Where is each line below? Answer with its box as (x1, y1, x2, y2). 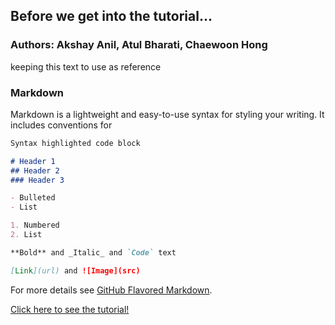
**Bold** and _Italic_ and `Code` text (10, 247, 177, 258)
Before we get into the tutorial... (10, 8, 213, 25)
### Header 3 (10, 175, 65, 185)
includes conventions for (10, 119, 113, 131)
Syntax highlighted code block (10, 138, 141, 148)
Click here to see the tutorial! (10, 303, 130, 315)
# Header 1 (10, 156, 56, 166)
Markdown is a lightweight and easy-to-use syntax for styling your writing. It (10, 108, 325, 120)
